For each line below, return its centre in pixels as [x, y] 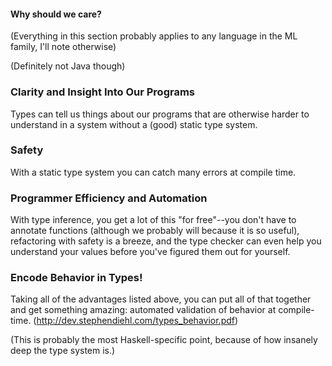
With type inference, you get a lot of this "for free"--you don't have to [153, 220]
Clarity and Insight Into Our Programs [103, 92]
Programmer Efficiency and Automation [109, 198]
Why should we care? [56, 14]
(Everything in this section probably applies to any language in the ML [154, 36]
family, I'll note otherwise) [63, 47]
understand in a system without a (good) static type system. [134, 124]
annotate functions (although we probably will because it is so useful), [155, 231]
